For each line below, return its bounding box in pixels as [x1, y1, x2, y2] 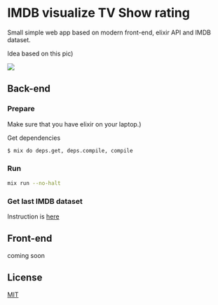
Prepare [7, 104, 35, 114]
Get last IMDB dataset [7, 196, 83, 206]
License [7, 272, 43, 284]
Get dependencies [7, 134, 61, 142]
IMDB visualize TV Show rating [7, 5, 191, 21]
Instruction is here [7, 212, 60, 221]
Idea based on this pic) [7, 49, 74, 58]
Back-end [7, 83, 51, 95]
